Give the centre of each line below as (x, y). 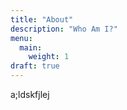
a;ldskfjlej (30, 94)
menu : (21, 38)
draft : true (35, 66)
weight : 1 (49, 57)
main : (31, 47)
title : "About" (42, 19)
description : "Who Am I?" (64, 29)
